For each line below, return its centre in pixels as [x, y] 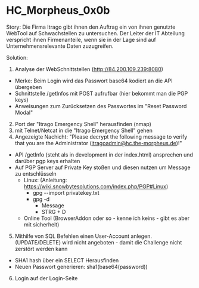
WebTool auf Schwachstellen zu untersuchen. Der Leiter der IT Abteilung [95, 33]
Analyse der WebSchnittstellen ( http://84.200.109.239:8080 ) [89, 69]
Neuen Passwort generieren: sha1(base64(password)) [81, 266]
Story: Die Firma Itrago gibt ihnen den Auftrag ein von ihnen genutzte [91, 27]
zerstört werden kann [41, 249]
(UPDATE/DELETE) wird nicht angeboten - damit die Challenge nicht [98, 242]
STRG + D [54, 212]
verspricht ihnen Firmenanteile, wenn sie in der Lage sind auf [81, 39]
